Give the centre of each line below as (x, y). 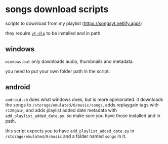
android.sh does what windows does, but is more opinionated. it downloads (84, 99)
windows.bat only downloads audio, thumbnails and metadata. (70, 61)
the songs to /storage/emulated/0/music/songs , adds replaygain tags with (82, 104)
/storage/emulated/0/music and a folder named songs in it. (66, 136)
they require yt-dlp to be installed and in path (53, 33)
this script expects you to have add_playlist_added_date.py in (70, 131)
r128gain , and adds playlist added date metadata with (61, 110)
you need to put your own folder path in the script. (58, 71)
